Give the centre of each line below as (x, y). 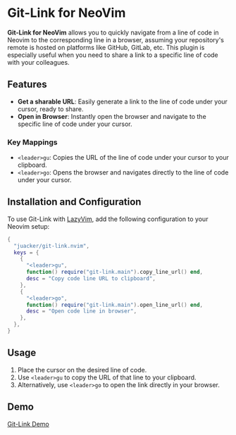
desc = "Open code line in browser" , (81, 311)
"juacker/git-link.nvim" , (52, 246)
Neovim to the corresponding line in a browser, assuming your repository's (116, 39)
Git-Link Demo (28, 424)
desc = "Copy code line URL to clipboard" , (91, 279)
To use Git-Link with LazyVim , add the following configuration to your (108, 219)
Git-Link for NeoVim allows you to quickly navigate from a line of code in (113, 32)
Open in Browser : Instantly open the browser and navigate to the (112, 116)
